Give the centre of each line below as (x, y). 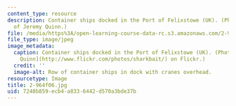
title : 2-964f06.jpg (38, 85)
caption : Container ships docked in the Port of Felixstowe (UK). (113, 53)
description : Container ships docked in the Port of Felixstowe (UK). (113, 20)
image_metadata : (31, 46)
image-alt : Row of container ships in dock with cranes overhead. (113, 72)
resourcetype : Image (38, 78)
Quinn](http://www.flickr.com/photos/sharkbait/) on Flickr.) (113, 59)
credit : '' (29, 66)
